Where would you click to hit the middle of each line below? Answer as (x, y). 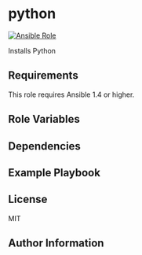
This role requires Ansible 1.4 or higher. (71, 94)
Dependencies (44, 146)
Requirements (43, 76)
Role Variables (44, 119)
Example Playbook (54, 173)
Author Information (56, 244)
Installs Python (32, 50)
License (28, 200)
